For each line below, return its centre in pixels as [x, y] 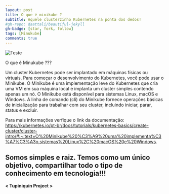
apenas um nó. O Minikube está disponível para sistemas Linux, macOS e [82, 94]
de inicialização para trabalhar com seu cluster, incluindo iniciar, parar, [79, 105]
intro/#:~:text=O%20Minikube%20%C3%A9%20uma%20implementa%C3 [83, 136]
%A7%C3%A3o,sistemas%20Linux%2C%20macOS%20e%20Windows [81, 141]
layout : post [19, 10]
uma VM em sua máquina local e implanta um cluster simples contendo [79, 88]
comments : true [21, 39]
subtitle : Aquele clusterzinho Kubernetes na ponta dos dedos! [73, 19]
